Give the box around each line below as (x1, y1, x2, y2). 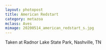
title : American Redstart (5, 12, 58, 17)
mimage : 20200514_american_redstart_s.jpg (5, 26, 94, 31)
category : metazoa (5, 16, 43, 21)
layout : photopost (5, 7, 43, 12)
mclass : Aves (5, 21, 32, 26)
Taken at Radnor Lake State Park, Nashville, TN (5, 39, 102, 45)
